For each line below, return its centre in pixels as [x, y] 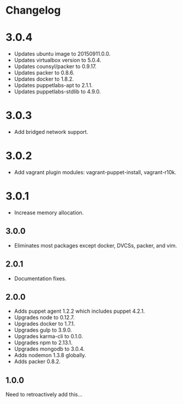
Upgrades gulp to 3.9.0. [43, 330]
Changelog [33, 10]
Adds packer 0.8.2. [37, 361]
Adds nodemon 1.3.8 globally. [50, 355]
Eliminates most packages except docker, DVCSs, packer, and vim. [95, 245]
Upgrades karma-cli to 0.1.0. [49, 336]
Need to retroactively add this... [44, 395]
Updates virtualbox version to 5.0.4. [58, 60]
